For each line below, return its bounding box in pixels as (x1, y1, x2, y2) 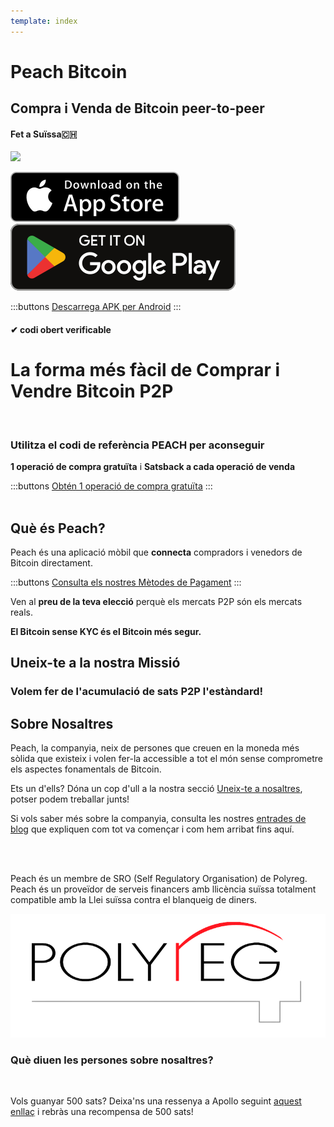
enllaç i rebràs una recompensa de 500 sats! (10, 1106, 194, 1118)
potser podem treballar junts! (10, 793, 130, 805)
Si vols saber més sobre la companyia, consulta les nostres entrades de (10, 813, 307, 825)
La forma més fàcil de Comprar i (10, 359, 281, 382)
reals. (10, 606, 34, 619)
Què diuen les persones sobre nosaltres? (10, 1053, 214, 1067)
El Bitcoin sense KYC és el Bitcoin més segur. (10, 626, 202, 638)
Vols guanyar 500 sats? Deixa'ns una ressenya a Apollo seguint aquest (10, 1095, 302, 1107)
